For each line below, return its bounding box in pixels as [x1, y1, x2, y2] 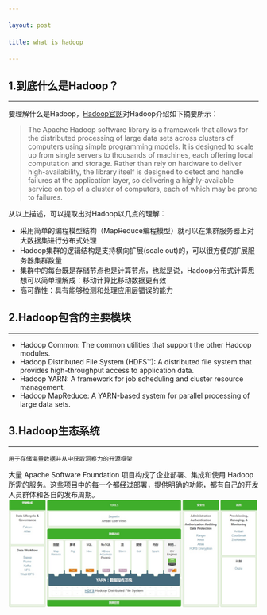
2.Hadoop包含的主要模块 [8, 311, 132, 325]
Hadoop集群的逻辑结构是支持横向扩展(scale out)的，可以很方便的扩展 [19, 245, 249, 255]
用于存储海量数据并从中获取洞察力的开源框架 [8, 454, 133, 463]
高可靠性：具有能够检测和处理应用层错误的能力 [19, 285, 173, 294]
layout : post [8, 21, 52, 29]
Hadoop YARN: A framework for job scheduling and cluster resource [19, 374, 244, 383]
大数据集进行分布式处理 [19, 235, 97, 245]
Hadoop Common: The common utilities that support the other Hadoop [19, 340, 252, 349]
